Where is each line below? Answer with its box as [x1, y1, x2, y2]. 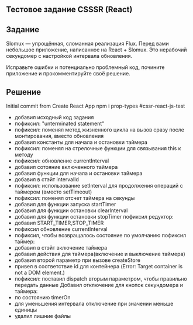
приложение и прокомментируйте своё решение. [6, 70, 130, 77]
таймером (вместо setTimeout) [14, 188, 92, 195]
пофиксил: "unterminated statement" [14, 120, 105, 127]
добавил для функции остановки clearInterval [14, 207, 128, 214]
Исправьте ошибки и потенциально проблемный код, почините [6, 64, 165, 71]
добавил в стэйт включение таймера [14, 244, 108, 251]
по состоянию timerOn [14, 294, 71, 301]
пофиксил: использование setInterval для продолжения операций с [14, 182, 183, 189]
